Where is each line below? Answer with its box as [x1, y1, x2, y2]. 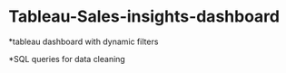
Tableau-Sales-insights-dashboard [8, 6, 281, 27]
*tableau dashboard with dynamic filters [8, 36, 159, 47]
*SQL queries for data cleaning [8, 53, 126, 64]
